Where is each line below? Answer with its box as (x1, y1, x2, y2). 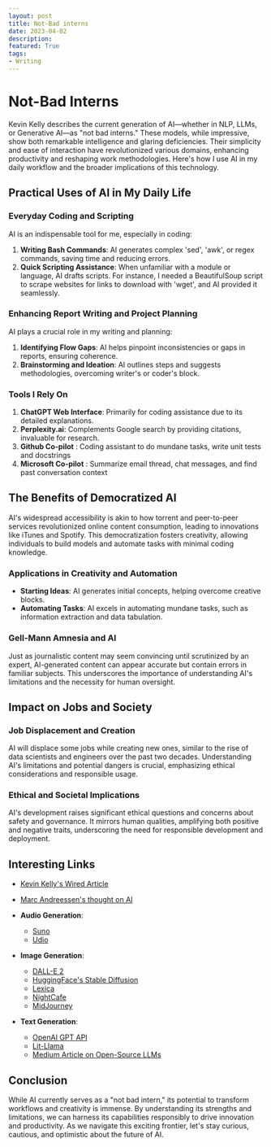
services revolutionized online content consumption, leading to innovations (8, 521, 260, 531)
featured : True (8, 42, 60, 50)
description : (8, 34, 53, 43)
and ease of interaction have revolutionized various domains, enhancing (8, 145, 249, 155)
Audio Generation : (19, 910, 84, 920)
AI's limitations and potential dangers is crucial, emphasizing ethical (8, 761, 235, 770)
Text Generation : (19, 1017, 79, 1027)
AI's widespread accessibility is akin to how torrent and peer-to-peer (8, 512, 239, 522)
